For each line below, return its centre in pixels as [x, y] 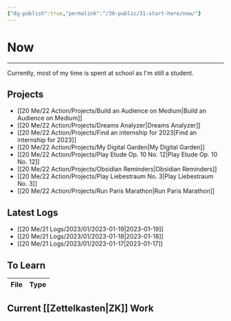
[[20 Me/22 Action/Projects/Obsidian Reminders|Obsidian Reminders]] [117, 169]
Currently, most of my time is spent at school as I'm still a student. [100, 73]
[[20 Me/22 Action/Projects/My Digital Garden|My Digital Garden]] [111, 147]
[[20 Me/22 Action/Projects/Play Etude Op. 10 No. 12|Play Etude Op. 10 [117, 154]
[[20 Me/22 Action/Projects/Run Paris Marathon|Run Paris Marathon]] [116, 191]
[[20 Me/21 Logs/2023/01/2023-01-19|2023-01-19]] [90, 229]
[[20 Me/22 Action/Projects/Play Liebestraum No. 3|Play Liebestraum [115, 176]
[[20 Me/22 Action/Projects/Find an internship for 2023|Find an [107, 133]
